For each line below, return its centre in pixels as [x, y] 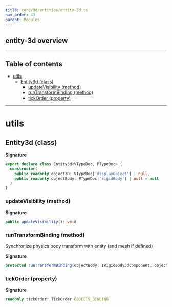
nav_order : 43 [20, 15]
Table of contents [34, 64]
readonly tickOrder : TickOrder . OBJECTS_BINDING [57, 299]
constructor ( [24, 169]
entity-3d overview [37, 40]
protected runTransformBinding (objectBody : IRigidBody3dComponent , [79, 265]
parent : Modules [23, 20]
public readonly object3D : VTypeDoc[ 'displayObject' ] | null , [82, 174]
